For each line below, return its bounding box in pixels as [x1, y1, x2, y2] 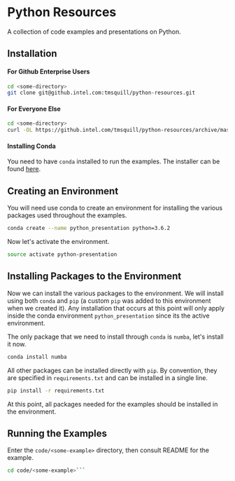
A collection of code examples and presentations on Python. [7, 27, 182, 36]
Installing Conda [7, 142, 56, 150]
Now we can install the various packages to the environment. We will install [7, 289, 224, 297]
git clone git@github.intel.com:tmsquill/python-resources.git [7, 89, 196, 97]
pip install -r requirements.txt [7, 387, 105, 394]
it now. [7, 339, 27, 348]
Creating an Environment [7, 185, 119, 197]
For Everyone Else [7, 104, 61, 113]
